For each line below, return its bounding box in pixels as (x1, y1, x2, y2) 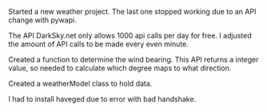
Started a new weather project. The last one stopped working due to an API (8, 7, 257, 16)
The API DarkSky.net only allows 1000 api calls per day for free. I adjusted (8, 31, 252, 40)
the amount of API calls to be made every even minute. (8, 39, 189, 49)
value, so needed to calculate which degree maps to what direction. (8, 63, 232, 73)
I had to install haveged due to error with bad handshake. (8, 94, 197, 103)
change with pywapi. (8, 15, 78, 25)
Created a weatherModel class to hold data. (8, 79, 153, 88)
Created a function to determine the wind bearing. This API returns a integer (8, 55, 259, 64)
